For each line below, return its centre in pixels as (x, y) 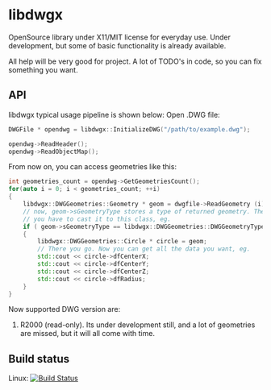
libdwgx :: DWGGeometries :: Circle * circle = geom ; (122, 242)
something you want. (43, 69)
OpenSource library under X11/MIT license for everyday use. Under (120, 37)
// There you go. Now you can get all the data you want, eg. (144, 249)
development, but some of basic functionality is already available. (117, 45)
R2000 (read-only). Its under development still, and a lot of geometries (138, 325)
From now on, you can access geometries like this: (93, 167)
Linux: (19, 378)
